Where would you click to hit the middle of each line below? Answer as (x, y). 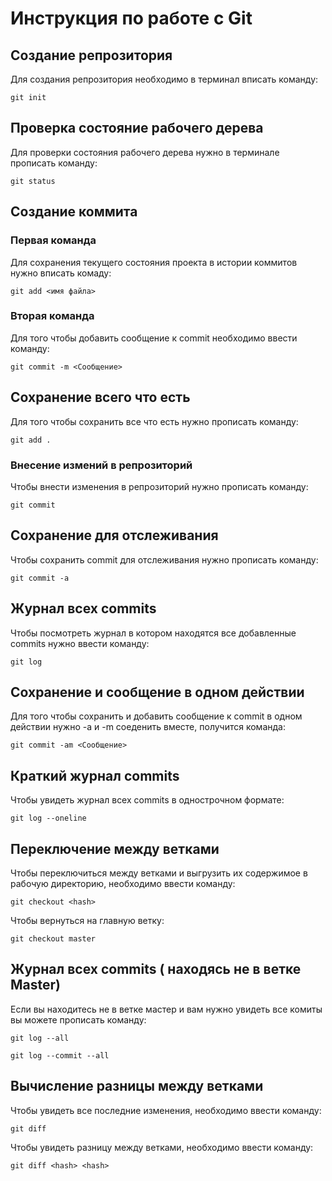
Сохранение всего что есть (100, 397)
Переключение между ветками (115, 848)
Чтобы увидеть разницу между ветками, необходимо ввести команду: (162, 1147)
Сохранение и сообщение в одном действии (157, 692)
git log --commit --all (60, 1055)
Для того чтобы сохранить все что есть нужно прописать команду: (154, 421)
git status (33, 181)
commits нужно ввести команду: (80, 643)
